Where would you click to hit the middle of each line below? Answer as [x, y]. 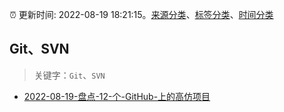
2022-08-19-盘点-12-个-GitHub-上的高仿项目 [117, 96]
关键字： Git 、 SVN [69, 75]
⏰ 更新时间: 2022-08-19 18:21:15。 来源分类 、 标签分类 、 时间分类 [141, 14]
